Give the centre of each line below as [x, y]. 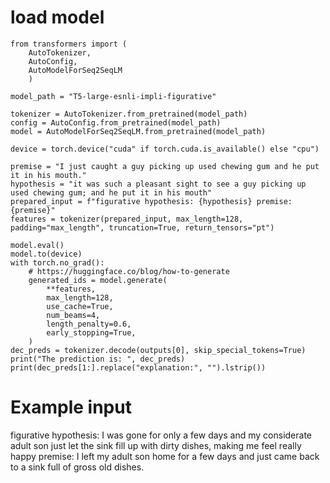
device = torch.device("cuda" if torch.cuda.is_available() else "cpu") [165, 149]
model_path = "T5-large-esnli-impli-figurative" [113, 96]
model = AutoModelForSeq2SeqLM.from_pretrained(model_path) [138, 131]
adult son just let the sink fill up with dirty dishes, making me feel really [156, 445]
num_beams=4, [73, 315]
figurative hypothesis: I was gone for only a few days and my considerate [161, 435]
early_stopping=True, [91, 332]
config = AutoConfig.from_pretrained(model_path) [116, 122]
